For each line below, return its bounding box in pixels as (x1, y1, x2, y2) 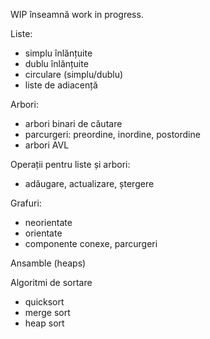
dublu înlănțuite (24, 58, 89, 69)
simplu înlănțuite (24, 47, 93, 59)
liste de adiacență (24, 79, 98, 91)
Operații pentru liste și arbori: (10, 159, 131, 170)
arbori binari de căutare (24, 118, 123, 129)
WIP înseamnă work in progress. (10, 9, 144, 20)
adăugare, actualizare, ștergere (24, 178, 155, 189)
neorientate (24, 217, 73, 228)
